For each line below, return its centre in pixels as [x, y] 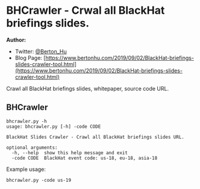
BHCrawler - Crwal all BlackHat [86, 10]
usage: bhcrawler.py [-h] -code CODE [54, 127]
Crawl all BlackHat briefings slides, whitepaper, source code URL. [88, 88]
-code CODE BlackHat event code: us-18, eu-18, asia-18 [85, 158]
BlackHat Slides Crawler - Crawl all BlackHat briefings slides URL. [95, 137]
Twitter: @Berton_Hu [41, 51]
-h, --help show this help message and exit [70, 153]
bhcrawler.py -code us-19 [39, 180]
